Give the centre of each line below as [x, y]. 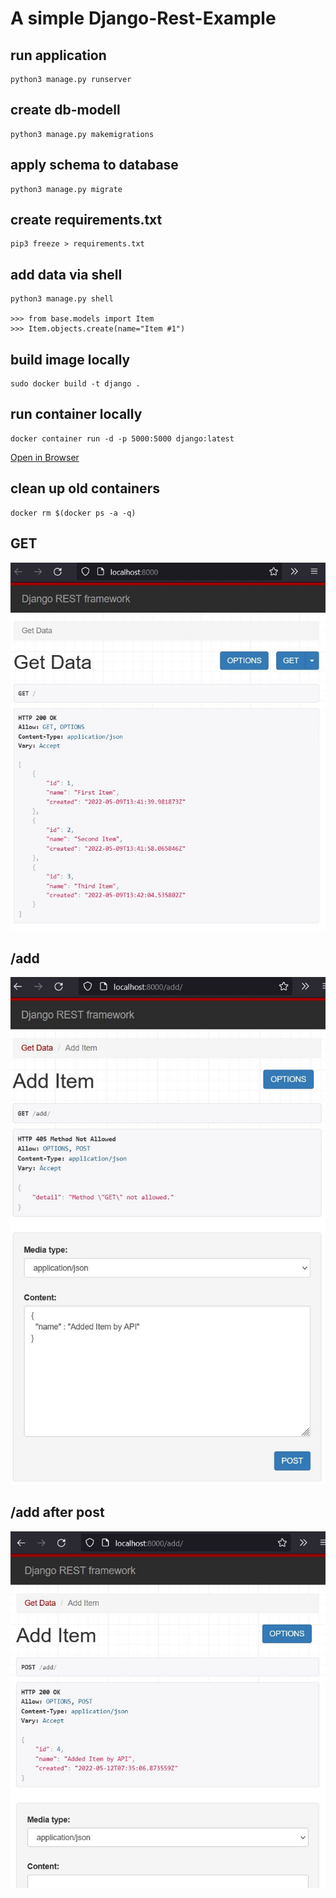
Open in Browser [45, 457]
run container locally [76, 414]
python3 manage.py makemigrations [82, 134]
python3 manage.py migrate [66, 189]
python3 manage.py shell [62, 299]
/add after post [57, 1512]
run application [58, 55]
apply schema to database [94, 165]
